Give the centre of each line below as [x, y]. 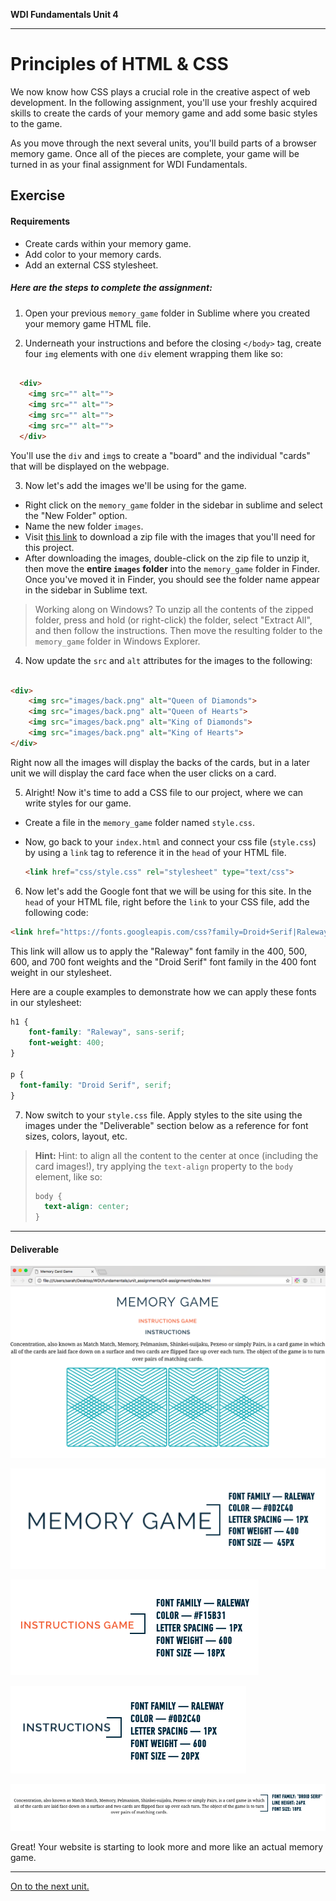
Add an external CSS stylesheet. [91, 265]
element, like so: [68, 1176]
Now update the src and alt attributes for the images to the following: [168, 660]
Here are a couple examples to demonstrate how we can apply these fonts [163, 991]
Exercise [38, 195]
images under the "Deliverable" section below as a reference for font [166, 1125]
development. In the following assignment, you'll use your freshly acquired [164, 102]
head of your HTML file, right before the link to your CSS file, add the [167, 901]
